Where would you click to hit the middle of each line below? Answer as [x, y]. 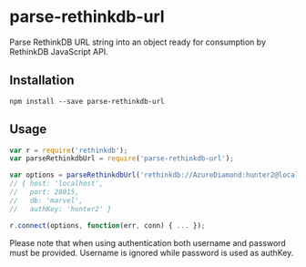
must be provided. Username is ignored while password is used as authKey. [152, 252]
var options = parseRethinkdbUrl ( [75, 175]
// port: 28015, [44, 192]
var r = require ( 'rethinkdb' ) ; [69, 150]
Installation [42, 81]
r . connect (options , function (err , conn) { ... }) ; [107, 225]
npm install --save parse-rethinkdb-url [87, 101]
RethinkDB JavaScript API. [59, 51]
